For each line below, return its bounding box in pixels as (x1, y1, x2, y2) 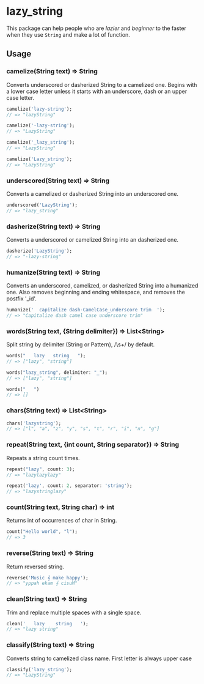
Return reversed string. (6, 563, 65, 570)
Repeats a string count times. (6, 454, 81, 461)
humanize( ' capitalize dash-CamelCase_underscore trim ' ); (6, 307, 166, 313)
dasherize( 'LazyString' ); (6, 248, 72, 254)
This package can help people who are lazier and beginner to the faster (6, 24, 186, 32)
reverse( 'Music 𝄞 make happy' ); (6, 574, 89, 581)
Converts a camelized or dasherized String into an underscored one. (6, 190, 179, 197)
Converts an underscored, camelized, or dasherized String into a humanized (6, 282, 199, 289)
